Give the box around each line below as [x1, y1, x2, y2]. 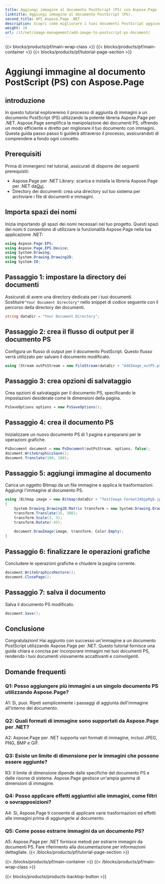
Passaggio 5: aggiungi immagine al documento [5, 469, 152, 477]
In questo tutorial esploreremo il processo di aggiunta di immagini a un [5, 110, 147, 115]
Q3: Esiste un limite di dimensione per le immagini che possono [5, 752, 159, 759]
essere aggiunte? [5, 759, 48, 766]
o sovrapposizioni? [5, 799, 52, 806]
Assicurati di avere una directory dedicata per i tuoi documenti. [5, 294, 133, 300]
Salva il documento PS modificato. [5, 601, 75, 607]
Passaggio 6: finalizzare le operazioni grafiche [5, 547, 151, 556]
